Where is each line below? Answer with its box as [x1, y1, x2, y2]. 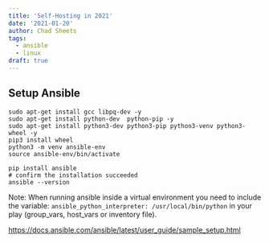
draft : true [8, 57, 48, 65]
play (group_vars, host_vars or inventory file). [8, 209, 157, 219]
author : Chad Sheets [8, 27, 78, 35]
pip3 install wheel [8, 136, 74, 144]
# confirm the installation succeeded [8, 171, 138, 179]
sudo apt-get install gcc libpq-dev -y [8, 108, 142, 116]
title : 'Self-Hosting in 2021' [8, 11, 113, 20]
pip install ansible [8, 164, 78, 172]
